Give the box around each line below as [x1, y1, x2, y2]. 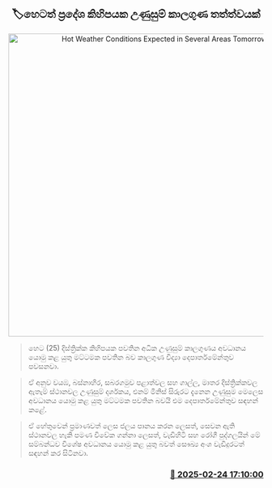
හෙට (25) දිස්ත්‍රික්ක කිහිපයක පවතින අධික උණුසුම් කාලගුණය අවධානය [28, 343, 247, 352]
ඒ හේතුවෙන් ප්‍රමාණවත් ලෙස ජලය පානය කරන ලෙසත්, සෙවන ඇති [28, 420, 236, 431]
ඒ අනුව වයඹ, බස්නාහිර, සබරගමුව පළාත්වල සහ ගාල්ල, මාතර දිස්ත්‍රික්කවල [28, 377, 258, 387]
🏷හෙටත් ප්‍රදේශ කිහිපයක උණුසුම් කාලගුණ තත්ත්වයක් [11, 7, 261, 21]
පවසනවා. [28, 361, 59, 371]
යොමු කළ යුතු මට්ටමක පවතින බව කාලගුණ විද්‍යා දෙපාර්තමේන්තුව [28, 351, 235, 362]
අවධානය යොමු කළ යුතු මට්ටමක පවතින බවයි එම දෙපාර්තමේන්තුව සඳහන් [28, 395, 259, 405]
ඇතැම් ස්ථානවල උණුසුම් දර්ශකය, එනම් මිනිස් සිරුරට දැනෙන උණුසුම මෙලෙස [28, 386, 264, 396]
